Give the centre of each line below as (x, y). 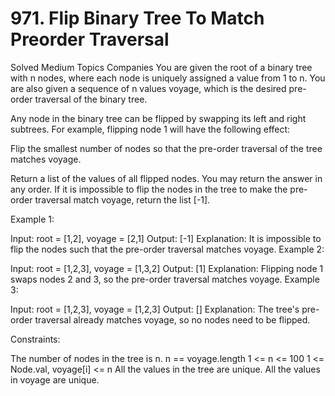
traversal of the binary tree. (91, 99)
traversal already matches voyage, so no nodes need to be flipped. (172, 319)
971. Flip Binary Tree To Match (137, 18)
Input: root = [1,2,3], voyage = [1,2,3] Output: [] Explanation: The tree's (155, 309)
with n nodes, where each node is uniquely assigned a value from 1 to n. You (168, 78)
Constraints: (35, 339)
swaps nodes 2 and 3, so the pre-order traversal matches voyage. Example (165, 279)
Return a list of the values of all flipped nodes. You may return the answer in (166, 178)
